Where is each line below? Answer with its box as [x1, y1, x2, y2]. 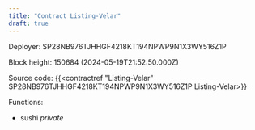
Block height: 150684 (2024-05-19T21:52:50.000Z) [8, 57, 180, 67]
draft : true [8, 19, 49, 27]
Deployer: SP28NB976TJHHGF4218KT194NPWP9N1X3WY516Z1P [8, 41, 227, 51]
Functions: [8, 97, 44, 107]
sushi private [19, 112, 64, 122]
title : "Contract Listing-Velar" [8, 11, 121, 20]
